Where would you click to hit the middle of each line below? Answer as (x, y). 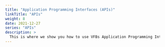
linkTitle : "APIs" (24, 14)
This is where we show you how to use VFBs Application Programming (81, 37)
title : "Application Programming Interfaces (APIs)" (60, 10)
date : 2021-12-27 (23, 23)
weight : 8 (15, 19)
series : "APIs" (21, 28)
